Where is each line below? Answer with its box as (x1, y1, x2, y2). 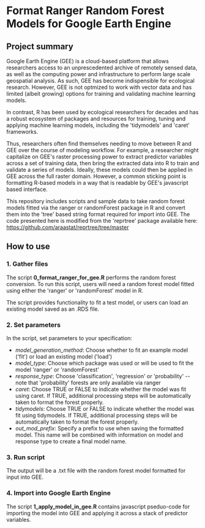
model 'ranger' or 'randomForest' (15, 366, 100, 373)
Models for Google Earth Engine (6, 17, 171, 31)
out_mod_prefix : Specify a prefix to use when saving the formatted (15, 424, 184, 432)
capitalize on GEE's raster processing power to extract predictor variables (6, 153, 193, 160)
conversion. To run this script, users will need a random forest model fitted (6, 280, 195, 287)
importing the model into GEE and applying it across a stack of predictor (6, 509, 188, 516)
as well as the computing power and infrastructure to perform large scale (6, 71, 191, 77)
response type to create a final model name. (15, 437, 127, 445)
